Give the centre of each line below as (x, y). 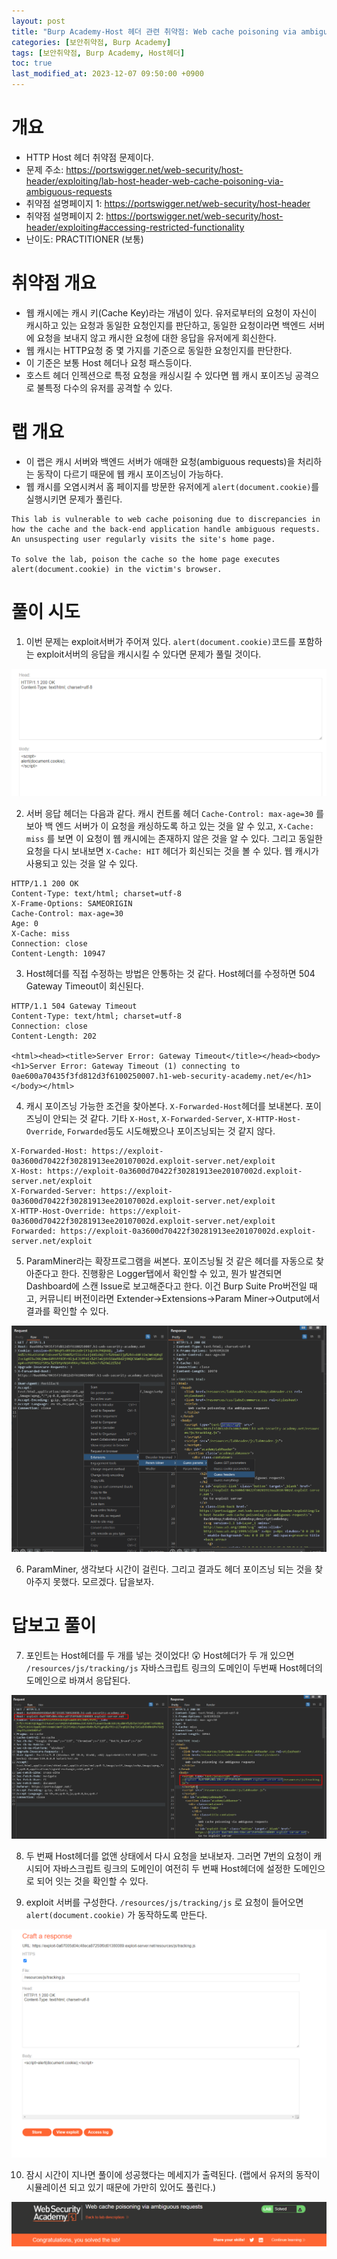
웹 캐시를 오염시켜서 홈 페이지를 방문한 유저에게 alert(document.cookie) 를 (172, 486)
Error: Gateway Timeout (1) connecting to (150, 1066)
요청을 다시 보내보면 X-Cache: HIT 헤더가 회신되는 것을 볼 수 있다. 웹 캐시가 (172, 851)
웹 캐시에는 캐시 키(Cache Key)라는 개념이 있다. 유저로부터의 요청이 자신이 (171, 312)
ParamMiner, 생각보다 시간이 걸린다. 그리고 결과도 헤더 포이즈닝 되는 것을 (169, 1569)
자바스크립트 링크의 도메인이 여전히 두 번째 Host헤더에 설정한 (171, 1868)
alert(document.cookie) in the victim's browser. (117, 569)
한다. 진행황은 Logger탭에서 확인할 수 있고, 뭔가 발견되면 (171, 1273)
